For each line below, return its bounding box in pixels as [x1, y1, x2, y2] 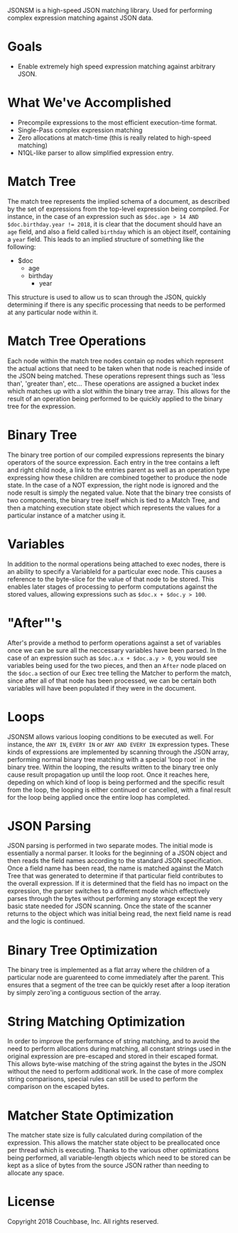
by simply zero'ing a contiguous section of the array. [7, 989, 161, 997]
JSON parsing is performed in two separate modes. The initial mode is [7, 841, 213, 850]
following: [7, 242, 36, 251]
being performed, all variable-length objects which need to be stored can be [7, 1154, 231, 1162]
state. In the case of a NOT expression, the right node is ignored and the [7, 480, 219, 489]
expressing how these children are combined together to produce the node [7, 473, 227, 482]
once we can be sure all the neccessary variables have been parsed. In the [7, 646, 227, 654]
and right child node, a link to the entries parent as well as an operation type [7, 465, 230, 474]
